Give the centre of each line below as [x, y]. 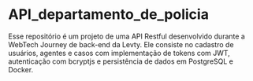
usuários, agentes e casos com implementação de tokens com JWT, [119, 53]
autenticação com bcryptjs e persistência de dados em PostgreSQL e [121, 61]
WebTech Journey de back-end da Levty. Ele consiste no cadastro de [121, 44]
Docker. [21, 69]
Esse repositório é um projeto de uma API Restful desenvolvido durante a [127, 36]
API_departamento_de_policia [108, 15]
